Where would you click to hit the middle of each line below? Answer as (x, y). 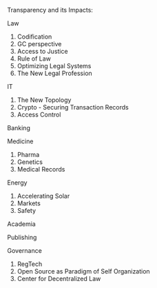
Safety (27, 210)
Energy (17, 183)
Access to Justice (42, 51)
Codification (34, 37)
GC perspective (39, 44)
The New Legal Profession (55, 73)
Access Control (39, 114)
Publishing (22, 237)
